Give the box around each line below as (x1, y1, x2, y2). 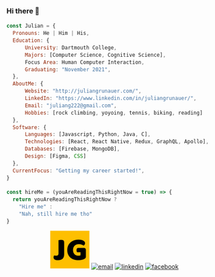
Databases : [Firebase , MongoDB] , (24, 145, 121, 153)
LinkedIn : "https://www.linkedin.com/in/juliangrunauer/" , (24, 95, 197, 102)
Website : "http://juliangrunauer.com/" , (24, 88, 142, 95)
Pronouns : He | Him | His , (12, 30, 90, 37)
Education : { (12, 37, 50, 44)
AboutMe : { (12, 80, 44, 88)
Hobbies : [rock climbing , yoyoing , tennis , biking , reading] (24, 109, 203, 116)
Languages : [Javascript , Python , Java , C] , (24, 131, 151, 138)
